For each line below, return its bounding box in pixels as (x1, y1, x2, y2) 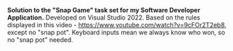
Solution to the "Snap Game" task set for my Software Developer (7, 6, 201, 14)
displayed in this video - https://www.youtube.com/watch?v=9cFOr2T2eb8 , (7, 21, 227, 29)
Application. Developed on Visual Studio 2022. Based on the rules (7, 13, 201, 22)
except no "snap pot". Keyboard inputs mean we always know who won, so (7, 28, 225, 36)
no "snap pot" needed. (7, 36, 74, 44)
